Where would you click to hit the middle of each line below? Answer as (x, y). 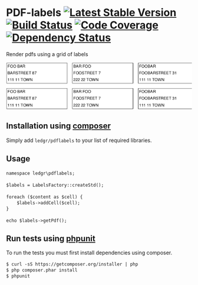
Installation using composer (58, 126)
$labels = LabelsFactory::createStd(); (55, 185)
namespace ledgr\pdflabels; (41, 173)
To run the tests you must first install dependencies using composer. (89, 253)
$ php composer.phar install (42, 270)
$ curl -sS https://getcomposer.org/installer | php (72, 264)
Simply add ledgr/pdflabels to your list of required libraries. (79, 140)
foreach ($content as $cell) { (44, 197)
